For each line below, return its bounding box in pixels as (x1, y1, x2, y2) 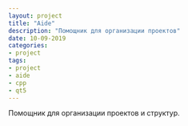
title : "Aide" (8, 19, 56, 27)
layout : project (8, 11, 62, 20)
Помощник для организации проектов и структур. (8, 108, 180, 118)
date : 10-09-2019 (8, 34, 66, 43)
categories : (8, 42, 48, 50)
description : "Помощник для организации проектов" (8, 26, 181, 35)
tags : (8, 57, 26, 65)
